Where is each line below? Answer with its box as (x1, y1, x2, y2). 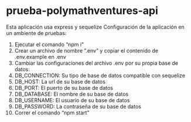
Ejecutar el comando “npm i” (14, 41, 84, 48)
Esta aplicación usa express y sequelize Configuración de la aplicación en (6, 23, 185, 30)
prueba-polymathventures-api (6, 4, 158, 18)
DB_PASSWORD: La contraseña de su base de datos (14, 103, 142, 110)
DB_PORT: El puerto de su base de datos (14, 84, 113, 91)
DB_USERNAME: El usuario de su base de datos (14, 96, 130, 103)
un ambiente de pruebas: (6, 29, 67, 36)
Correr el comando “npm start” (14, 109, 90, 116)
